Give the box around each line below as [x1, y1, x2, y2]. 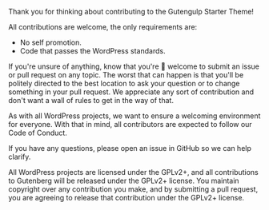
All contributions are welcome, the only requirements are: [8, 22, 198, 31]
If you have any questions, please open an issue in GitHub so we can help [8, 144, 252, 153]
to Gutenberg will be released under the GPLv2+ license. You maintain [8, 176, 239, 185]
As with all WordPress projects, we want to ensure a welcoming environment [8, 111, 261, 121]
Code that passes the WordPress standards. [19, 46, 166, 55]
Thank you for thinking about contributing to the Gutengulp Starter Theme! [8, 7, 255, 16]
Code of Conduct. [8, 128, 68, 137]
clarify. [8, 152, 31, 161]
